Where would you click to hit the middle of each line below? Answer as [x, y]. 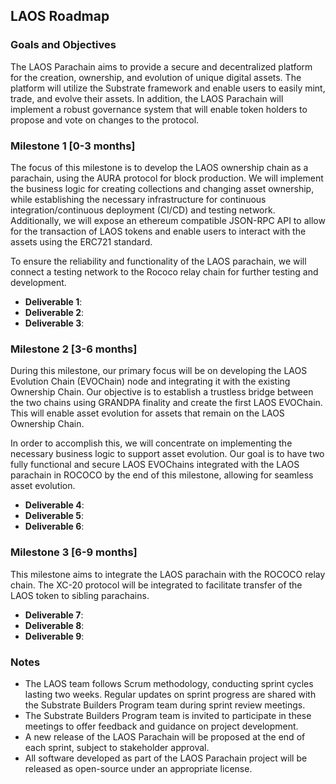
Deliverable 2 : [54, 312]
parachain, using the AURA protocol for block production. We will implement [167, 178]
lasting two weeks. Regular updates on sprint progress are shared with [170, 694]
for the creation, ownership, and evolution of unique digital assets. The [156, 77]
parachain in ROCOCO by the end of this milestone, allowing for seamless [162, 475]
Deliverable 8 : [54, 625]
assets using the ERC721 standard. [81, 241]
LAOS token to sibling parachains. [80, 595]
